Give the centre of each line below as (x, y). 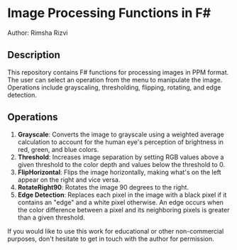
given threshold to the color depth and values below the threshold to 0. (121, 164)
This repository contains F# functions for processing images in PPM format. (118, 72)
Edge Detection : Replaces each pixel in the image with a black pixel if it (122, 195)
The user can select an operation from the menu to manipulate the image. (115, 80)
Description (34, 55)
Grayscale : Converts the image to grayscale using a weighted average (121, 134)
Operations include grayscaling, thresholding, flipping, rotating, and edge (114, 87)
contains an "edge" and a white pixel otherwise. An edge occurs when (120, 202)
